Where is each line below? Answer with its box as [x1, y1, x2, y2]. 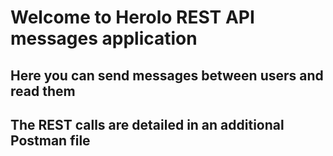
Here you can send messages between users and [10, 67, 324, 84]
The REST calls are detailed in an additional [10, 116, 285, 133]
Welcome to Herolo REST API [10, 6, 255, 29]
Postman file [10, 132, 91, 149]
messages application [10, 27, 198, 50]
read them [10, 82, 76, 100]
